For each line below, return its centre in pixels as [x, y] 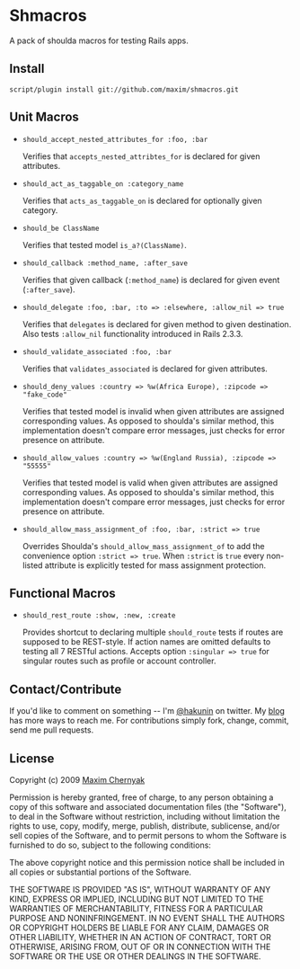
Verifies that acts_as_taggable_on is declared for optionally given [142, 200]
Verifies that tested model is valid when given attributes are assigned [150, 483]
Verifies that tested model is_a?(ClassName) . [104, 244]
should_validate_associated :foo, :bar [97, 351]
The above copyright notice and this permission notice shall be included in [147, 862]
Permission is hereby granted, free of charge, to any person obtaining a [141, 797]
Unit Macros [44, 117]
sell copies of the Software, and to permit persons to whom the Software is [148, 836]
